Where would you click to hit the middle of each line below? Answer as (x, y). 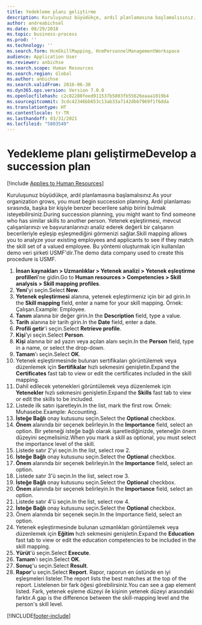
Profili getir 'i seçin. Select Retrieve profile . (68, 329)
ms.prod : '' (22, 40)
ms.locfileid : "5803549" (38, 124)
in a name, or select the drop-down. (60, 348)
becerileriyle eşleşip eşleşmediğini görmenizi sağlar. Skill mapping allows (97, 233)
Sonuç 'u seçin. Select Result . (52, 566)
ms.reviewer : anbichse (35, 62)
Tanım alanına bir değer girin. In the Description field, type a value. (98, 316)
